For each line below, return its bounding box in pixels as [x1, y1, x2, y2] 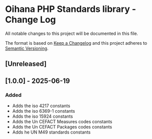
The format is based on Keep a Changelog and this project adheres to [5, 40, 148, 46]
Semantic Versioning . [5, 45, 49, 51]
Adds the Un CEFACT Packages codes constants [12, 124, 112, 130]
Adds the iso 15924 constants [12, 113, 73, 120]
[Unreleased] [5, 60, 47, 68]
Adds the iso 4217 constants [12, 103, 70, 109]
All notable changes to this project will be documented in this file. [5, 30, 139, 36]
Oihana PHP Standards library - [5, 3, 136, 15]
